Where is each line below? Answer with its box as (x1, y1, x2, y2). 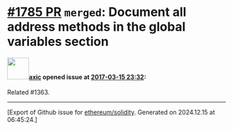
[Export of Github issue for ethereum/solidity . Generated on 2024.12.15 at (7, 108, 216, 117)
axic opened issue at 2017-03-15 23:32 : (28, 72, 147, 81)
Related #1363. (7, 88, 50, 97)
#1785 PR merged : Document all (7, 4, 187, 20)
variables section (7, 34, 109, 49)
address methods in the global (7, 19, 186, 35)
